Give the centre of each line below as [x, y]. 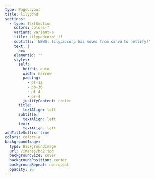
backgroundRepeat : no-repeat [39, 165]
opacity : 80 [22, 169]
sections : [15, 19]
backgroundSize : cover [33, 155]
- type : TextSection [31, 23]
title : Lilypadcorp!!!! [38, 37]
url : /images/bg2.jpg [32, 151]
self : [24, 64]
